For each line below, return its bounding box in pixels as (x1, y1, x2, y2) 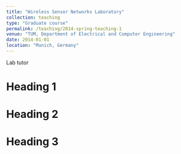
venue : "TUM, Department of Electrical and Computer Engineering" (6, 31, 176, 37)
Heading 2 (6, 108, 59, 121)
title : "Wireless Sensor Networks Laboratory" (6, 8, 125, 15)
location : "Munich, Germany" (6, 43, 79, 49)
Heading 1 (6, 80, 57, 94)
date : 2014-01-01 (6, 37, 50, 43)
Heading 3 (6, 135, 59, 149)
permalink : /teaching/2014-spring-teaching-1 (6, 25, 122, 32)
